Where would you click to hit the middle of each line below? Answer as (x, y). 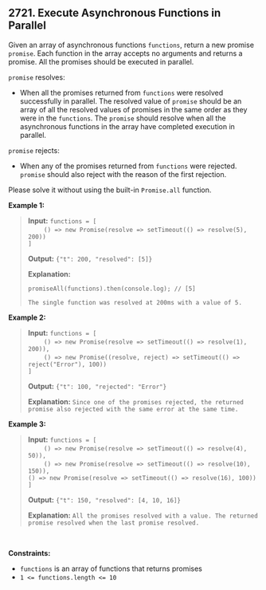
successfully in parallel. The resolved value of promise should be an (131, 101)
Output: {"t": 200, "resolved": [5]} (90, 258)
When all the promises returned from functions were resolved (121, 92)
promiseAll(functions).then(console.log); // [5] (112, 289)
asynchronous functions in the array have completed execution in (127, 126)
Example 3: (27, 424)
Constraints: (29, 553)
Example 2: (27, 317)
